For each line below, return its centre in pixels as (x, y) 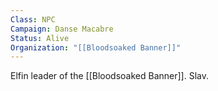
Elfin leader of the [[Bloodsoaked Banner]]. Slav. (109, 76)
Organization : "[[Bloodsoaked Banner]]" (96, 47)
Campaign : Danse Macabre (62, 29)
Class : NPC (33, 19)
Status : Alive (40, 38)
